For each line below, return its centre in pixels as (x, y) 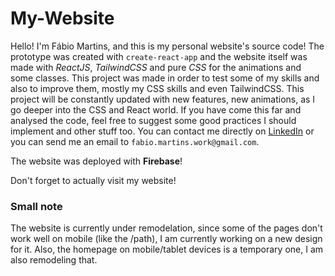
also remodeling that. (54, 260)
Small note (36, 206)
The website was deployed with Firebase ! (96, 161)
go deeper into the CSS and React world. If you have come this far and (156, 109)
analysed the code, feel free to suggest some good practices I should (153, 120)
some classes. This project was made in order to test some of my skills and (165, 78)
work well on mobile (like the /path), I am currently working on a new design (166, 239)
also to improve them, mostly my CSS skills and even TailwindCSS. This (157, 88)
